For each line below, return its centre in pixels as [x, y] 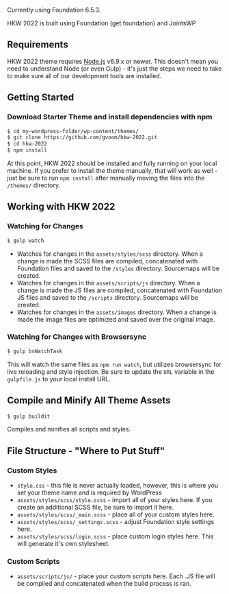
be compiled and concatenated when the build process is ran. [104, 584]
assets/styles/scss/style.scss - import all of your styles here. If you [114, 500]
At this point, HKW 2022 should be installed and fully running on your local [112, 163]
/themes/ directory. [33, 185]
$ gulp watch [26, 240]
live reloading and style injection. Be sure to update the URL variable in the [111, 371]
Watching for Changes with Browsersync [77, 337]
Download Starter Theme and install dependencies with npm [110, 117]
